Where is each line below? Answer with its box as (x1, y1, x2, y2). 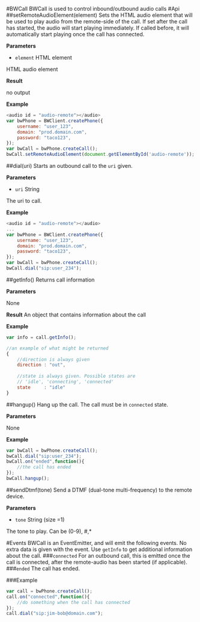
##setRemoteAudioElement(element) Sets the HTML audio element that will (6, 11, 193, 19)
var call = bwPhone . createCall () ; (6, 588, 93, 594)
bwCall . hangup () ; (6, 475, 50, 481)
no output (6, 89, 31, 96)
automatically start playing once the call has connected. (6, 31, 145, 38)
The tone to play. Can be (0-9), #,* (6, 528, 92, 535)
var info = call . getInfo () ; (6, 334, 77, 340)
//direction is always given (17, 356, 90, 363)
